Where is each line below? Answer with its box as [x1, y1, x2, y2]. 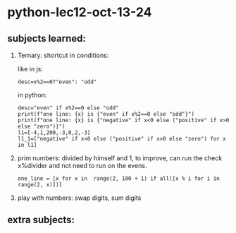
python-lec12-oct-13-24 [7, 4, 152, 20]
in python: [17, 91, 47, 99]
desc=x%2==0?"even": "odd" [17, 78, 97, 85]
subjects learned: [7, 32, 87, 44]
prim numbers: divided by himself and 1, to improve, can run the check [17, 154, 223, 162]
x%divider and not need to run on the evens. [17, 162, 147, 169]
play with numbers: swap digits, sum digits [17, 193, 142, 202]
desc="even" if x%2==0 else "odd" [17, 104, 119, 112]
